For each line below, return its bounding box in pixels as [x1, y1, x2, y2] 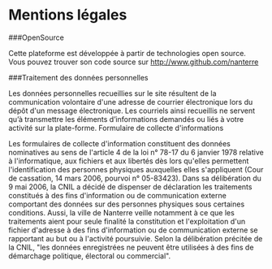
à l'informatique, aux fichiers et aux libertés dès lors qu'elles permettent [8, 156, 249, 166]
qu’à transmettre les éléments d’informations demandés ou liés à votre [8, 114, 244, 124]
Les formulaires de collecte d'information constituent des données [8, 138, 231, 148]
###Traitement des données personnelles [8, 72, 149, 82]
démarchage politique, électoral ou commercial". [8, 250, 171, 261]
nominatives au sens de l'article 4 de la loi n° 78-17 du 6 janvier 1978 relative [8, 147, 264, 157]
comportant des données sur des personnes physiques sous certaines [8, 199, 245, 209]
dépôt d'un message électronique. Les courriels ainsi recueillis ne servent [8, 106, 256, 115]
